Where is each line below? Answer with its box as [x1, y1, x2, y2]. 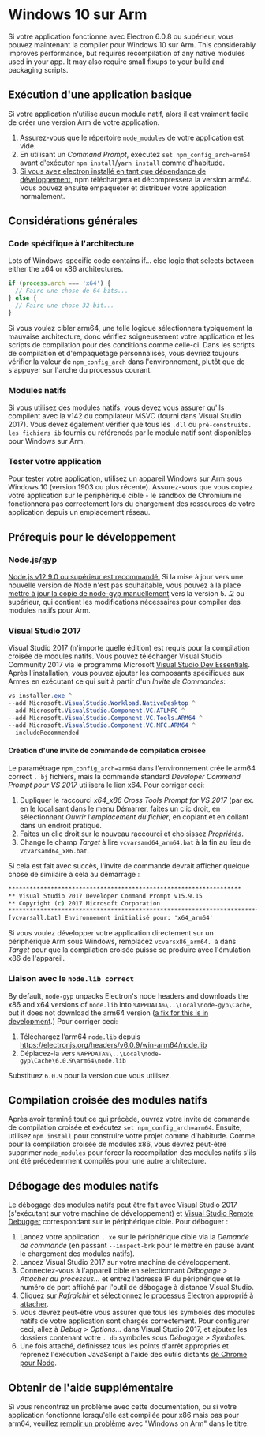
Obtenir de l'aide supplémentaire [8, 1381, 174, 1394]
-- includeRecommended [8, 729, 80, 737]
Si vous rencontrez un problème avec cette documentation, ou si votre [8, 1401, 237, 1411]
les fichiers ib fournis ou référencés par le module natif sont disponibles [8, 428, 252, 437]
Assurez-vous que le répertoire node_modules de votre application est [19, 133, 244, 142]
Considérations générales [8, 215, 138, 228]
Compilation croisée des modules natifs [8, 1093, 207, 1107]
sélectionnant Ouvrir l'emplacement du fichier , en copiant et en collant [19, 812, 249, 822]
